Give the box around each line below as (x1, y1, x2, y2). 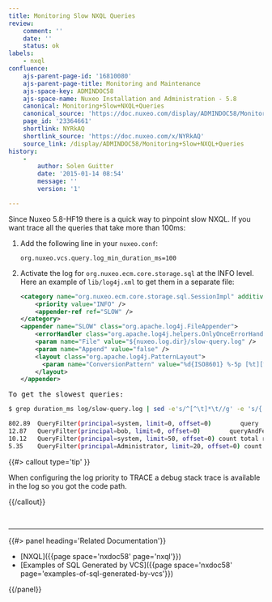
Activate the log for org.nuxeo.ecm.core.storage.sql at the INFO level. (19, 268, 254, 278)
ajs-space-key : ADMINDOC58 (23, 87, 114, 95)
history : (8, 147, 38, 155)
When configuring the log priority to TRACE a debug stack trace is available (8, 473, 261, 482)
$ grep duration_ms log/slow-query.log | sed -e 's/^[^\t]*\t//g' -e (8, 405, 244, 413)
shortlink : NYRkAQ (23, 125, 85, 133)
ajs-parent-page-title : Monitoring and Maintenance (23, 79, 201, 87)
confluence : (8, 65, 49, 73)
